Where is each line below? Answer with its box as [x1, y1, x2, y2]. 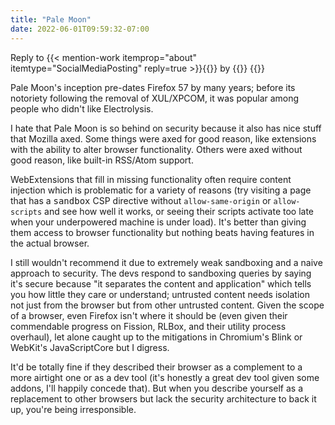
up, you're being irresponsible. [10, 403, 137, 415]
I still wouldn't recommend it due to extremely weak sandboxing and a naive [10, 256, 323, 268]
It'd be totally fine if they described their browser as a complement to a [10, 361, 303, 373]
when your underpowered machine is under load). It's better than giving [10, 216, 307, 228]
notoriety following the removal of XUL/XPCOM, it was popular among [10, 92, 300, 104]
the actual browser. [10, 237, 90, 249]
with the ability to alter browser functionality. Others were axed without [10, 143, 303, 155]
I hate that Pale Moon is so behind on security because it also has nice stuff [10, 122, 322, 134]
